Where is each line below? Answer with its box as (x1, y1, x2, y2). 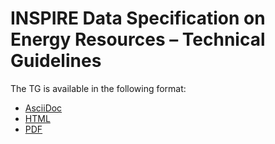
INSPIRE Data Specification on (10, 7, 266, 30)
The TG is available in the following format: (10, 82, 187, 94)
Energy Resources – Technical (10, 28, 266, 51)
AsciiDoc (24, 102, 63, 114)
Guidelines (10, 50, 102, 72)
